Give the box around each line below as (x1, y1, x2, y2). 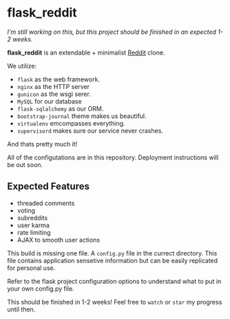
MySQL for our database (17, 97, 82, 105)
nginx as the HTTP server (17, 82, 90, 90)
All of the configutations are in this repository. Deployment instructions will (7, 153, 219, 162)
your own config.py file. (7, 284, 74, 293)
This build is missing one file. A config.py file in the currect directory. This (7, 249, 218, 257)
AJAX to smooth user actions (17, 235, 101, 244)
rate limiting (17, 228, 51, 236)
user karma (17, 221, 50, 229)
